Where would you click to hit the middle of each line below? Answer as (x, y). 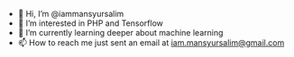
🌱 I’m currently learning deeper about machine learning (120, 33)
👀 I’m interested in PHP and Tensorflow (91, 23)
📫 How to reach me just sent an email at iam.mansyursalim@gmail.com (151, 43)
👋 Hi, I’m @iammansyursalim (71, 14)
